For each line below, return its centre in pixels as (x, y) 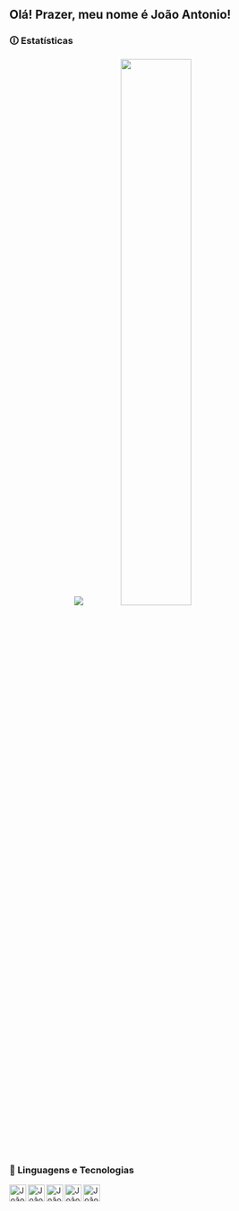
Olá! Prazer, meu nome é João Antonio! (120, 15)
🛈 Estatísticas (41, 41)
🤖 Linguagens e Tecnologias (72, 1170)
